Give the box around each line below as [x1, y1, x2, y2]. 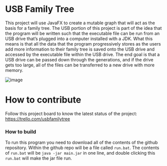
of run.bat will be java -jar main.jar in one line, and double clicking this [5, 150, 156, 156]
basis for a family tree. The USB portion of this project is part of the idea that [5, 25, 162, 31]
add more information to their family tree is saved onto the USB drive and [5, 46, 155, 52]
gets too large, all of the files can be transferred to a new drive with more [5, 62, 155, 68]
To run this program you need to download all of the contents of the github [5, 140, 158, 146]
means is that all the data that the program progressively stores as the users [5, 41, 161, 47]
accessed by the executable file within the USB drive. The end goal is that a [5, 51, 160, 57]
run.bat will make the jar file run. [5, 155, 72, 162]
